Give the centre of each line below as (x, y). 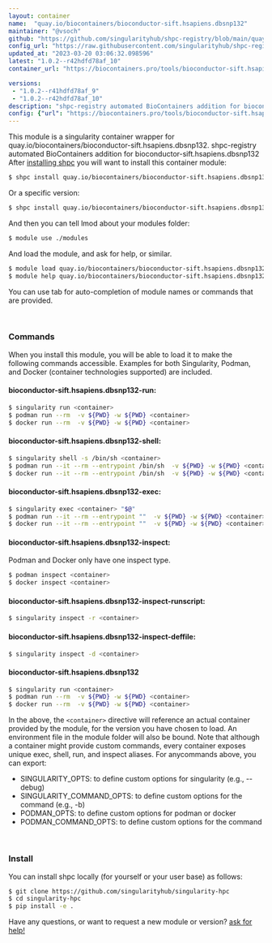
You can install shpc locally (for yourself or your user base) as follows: (125, 876)
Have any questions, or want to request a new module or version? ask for (130, 922)
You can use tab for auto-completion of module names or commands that (131, 291)
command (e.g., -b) (53, 805)
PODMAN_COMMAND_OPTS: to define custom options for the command (141, 822)
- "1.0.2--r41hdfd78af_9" (55, 91)
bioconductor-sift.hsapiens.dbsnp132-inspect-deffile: (102, 636)
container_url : (34, 69)
